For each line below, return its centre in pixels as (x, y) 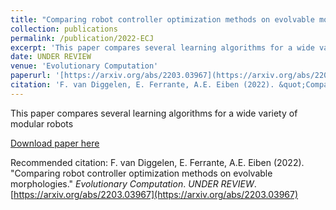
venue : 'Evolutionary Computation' (84, 66)
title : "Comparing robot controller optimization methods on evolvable (162, 19)
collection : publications (64, 29)
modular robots (42, 123)
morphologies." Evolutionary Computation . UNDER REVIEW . (133, 183)
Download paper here (55, 143)
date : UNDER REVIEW (51, 57)
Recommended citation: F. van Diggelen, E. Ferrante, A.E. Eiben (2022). (157, 162)
